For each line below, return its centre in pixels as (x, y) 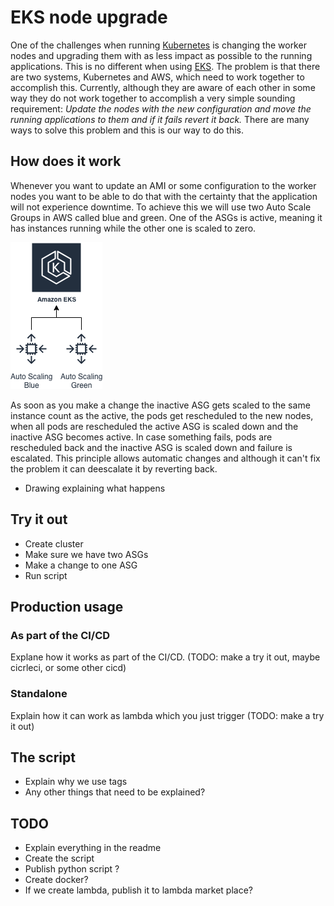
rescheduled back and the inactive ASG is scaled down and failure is (151, 447)
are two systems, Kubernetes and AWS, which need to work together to (157, 77)
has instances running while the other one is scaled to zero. (133, 228)
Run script (46, 575)
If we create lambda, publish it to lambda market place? (138, 890)
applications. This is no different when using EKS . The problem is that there (165, 66)
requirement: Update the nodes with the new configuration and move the (161, 108)
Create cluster (54, 543)
